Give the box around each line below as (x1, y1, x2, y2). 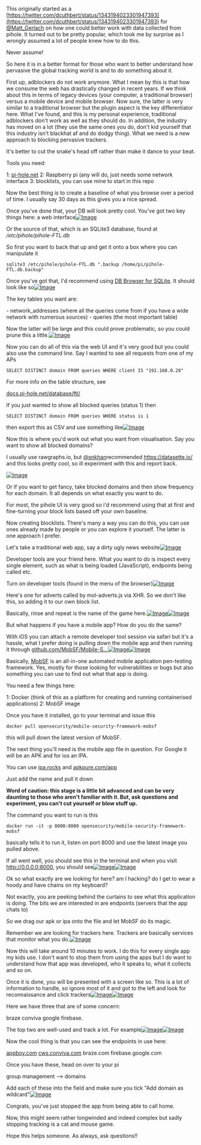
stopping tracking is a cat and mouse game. (6, 1120, 115, 1128)
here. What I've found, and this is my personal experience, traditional (6, 111, 177, 117)
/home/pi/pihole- (121, 261, 165, 267)
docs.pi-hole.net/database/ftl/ (6, 390, 80, 397)
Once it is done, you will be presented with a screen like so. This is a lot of (6, 978, 190, 985)
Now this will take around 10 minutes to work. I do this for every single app (6, 947, 190, 954)
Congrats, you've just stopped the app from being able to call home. (6, 1102, 175, 1109)
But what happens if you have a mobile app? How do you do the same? (6, 622, 182, 628)
